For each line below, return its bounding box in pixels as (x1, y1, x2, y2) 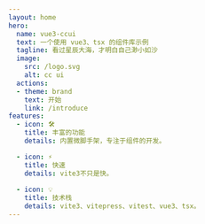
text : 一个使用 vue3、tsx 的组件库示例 (16, 37, 149, 47)
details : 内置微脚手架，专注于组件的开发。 (24, 136, 166, 145)
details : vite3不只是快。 (24, 169, 114, 178)
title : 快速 (24, 160, 66, 169)
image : (16, 54, 41, 63)
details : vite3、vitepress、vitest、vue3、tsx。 (24, 202, 201, 211)
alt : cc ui (24, 71, 65, 80)
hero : (8, 21, 28, 30)
